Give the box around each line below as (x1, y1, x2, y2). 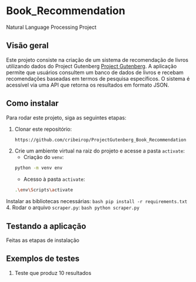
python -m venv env (14, 165, 63, 171)
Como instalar (6, 98, 59, 108)
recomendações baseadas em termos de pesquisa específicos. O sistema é (6, 75, 190, 82)
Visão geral (6, 41, 49, 51)
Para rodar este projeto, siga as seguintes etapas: (6, 114, 127, 121)
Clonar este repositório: (14, 125, 72, 132)
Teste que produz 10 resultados (14, 269, 92, 276)
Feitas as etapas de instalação (6, 237, 79, 244)
